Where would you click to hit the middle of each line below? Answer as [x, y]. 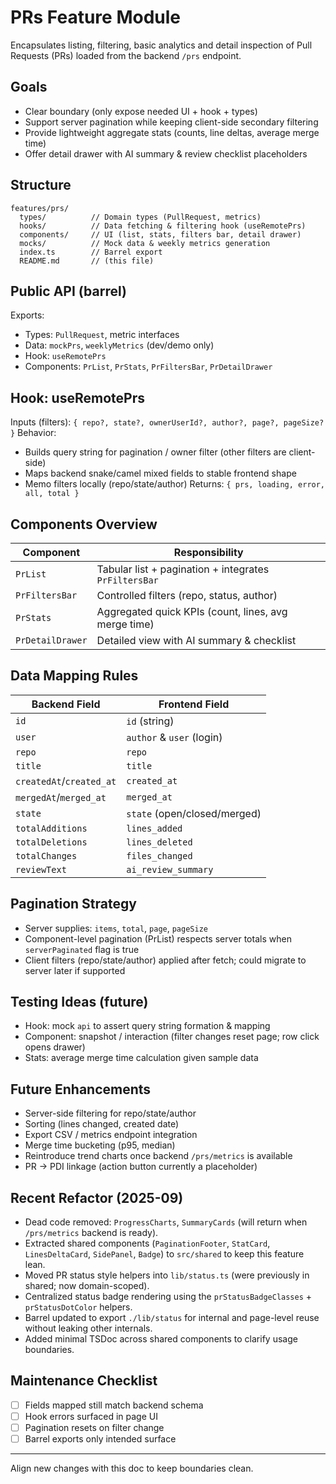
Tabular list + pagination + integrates [183, 569]
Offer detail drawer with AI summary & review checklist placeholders [166, 153]
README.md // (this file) [87, 261]
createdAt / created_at [66, 781]
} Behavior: [33, 433]
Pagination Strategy [73, 904]
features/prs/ [40, 208]
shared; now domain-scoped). [87, 1286]
